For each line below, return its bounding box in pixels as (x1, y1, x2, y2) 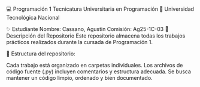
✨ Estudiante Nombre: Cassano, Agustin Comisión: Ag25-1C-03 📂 (6, 26, 169, 32)
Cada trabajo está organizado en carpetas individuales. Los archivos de (6, 62, 183, 69)
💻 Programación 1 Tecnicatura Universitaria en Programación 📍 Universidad (6, 5, 195, 13)
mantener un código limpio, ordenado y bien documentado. (6, 74, 153, 81)
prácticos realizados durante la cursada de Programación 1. (6, 39, 153, 45)
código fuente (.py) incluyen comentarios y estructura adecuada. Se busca (6, 68, 192, 75)
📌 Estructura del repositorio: (6, 50, 76, 57)
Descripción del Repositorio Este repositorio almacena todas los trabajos (6, 32, 186, 39)
